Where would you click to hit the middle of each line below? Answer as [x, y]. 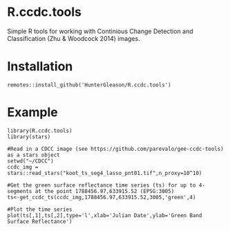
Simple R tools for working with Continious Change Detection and [100, 31]
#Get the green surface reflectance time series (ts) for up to [102, 185]
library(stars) [29, 137]
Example [32, 112]
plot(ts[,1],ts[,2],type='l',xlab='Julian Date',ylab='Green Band [105, 215]
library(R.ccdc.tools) [40, 131]
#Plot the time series [40, 209]
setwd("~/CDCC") [30, 161]
